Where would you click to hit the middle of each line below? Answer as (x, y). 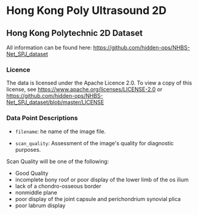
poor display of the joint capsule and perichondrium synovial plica (98, 199)
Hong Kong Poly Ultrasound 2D (87, 11)
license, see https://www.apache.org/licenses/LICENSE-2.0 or (84, 89)
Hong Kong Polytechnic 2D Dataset (75, 33)
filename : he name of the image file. (60, 131)
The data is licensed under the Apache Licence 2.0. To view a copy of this (99, 83)
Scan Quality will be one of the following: (58, 161)
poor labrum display (40, 205)
